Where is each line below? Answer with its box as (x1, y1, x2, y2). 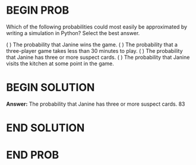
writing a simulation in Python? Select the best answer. (6, 29, 140, 36)
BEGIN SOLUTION (6, 81, 95, 94)
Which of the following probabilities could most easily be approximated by (6, 23, 188, 30)
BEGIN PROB (6, 4, 69, 17)
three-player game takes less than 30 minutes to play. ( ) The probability (6, 47, 183, 54)
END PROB (6, 148, 59, 162)
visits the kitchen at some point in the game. (6, 60, 115, 67)
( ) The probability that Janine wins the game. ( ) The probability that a (6, 41, 178, 48)
